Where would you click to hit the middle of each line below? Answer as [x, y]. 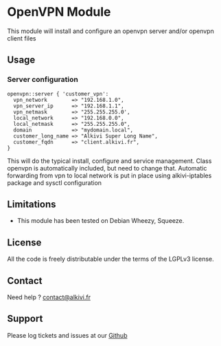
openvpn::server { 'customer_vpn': [58, 94]
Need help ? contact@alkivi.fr [49, 297]
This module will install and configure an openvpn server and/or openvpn [110, 31]
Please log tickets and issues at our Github [67, 335]
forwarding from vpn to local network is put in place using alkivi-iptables [109, 175]
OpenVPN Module [59, 12]
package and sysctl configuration [54, 182]
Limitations [32, 205]
